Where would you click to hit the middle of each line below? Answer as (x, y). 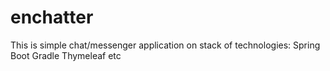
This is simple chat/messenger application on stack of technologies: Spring (165, 45)
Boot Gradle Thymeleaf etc (66, 55)
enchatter (52, 17)
